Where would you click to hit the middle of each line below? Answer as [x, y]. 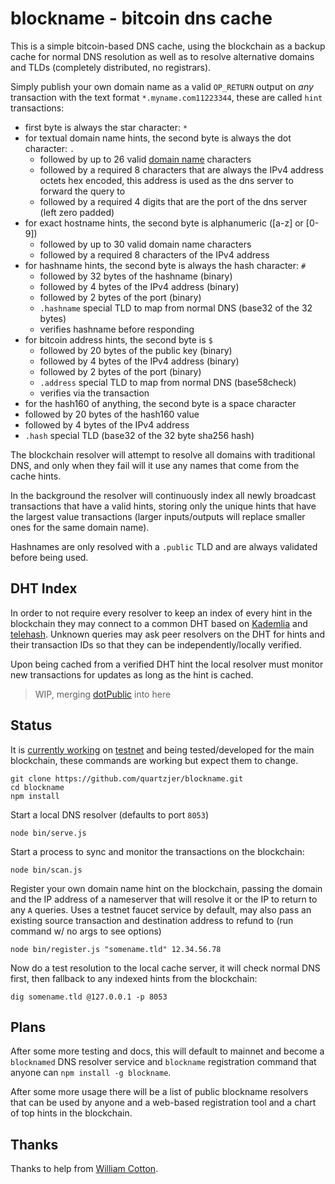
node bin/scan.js [46, 870]
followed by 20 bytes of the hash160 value [112, 414]
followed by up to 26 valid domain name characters [145, 159]
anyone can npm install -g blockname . [91, 1073]
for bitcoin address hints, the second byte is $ [118, 339]
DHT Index [44, 588]
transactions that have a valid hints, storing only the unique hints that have [163, 506]
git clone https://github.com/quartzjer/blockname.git [127, 778]
